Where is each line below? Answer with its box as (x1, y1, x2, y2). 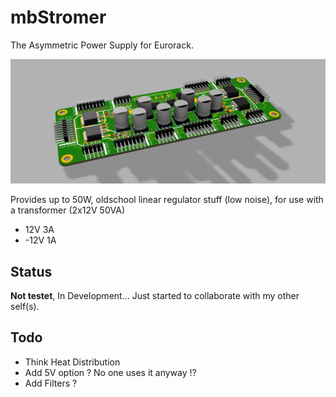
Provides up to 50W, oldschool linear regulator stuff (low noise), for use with (10, 194, 324, 206)
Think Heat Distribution (24, 356, 121, 368)
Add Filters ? (24, 377, 78, 389)
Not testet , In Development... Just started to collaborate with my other (10, 290, 300, 302)
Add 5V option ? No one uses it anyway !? (24, 366, 197, 378)
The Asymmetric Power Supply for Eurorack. (10, 39, 194, 51)
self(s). (10, 301, 40, 313)
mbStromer (10, 6, 107, 29)
